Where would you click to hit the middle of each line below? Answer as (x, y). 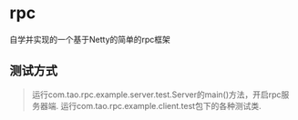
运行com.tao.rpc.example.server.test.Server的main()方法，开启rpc (156, 95)
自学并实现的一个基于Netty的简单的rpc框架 (90, 39)
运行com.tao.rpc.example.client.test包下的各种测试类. (161, 105)
